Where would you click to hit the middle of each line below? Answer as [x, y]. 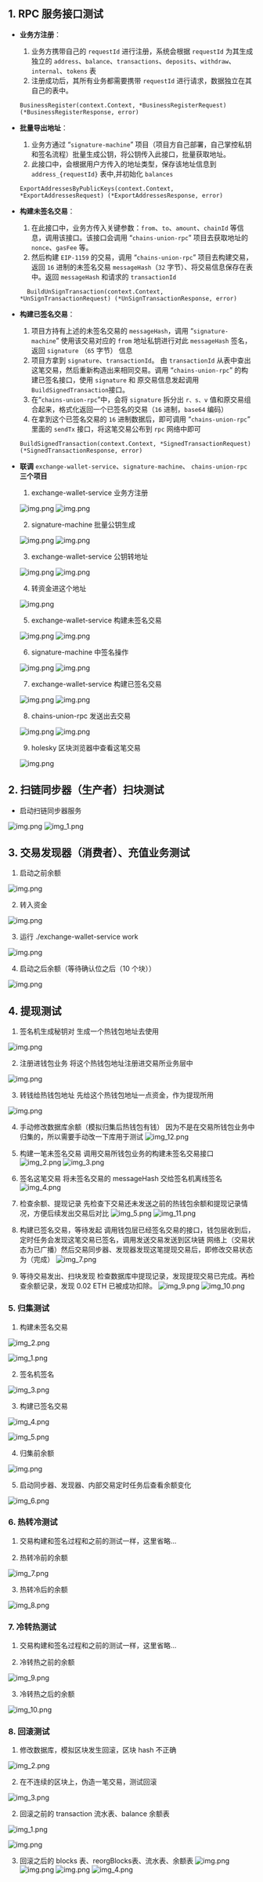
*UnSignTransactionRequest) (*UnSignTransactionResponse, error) [128, 298]
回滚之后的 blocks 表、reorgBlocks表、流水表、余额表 [106, 1861]
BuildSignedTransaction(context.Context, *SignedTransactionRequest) [135, 443]
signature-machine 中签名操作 [80, 652]
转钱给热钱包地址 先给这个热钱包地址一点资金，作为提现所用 [116, 1095]
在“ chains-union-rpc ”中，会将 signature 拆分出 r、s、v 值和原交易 [137, 399]
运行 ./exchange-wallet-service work [79, 937]
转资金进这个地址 [59, 588]
